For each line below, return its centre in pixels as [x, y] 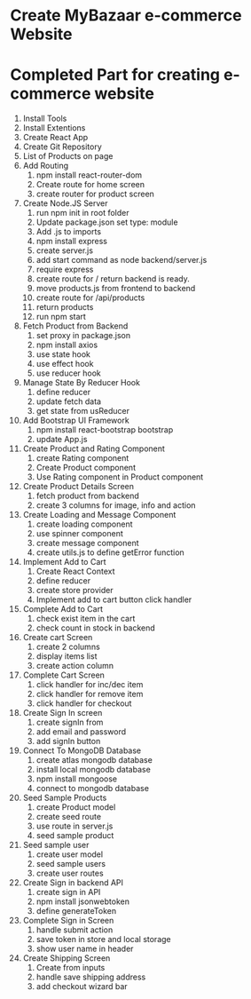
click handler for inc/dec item [90, 685]
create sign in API [68, 892]
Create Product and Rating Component [94, 448]
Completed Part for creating [115, 75]
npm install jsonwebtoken [82, 901]
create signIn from [70, 722]
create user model [70, 854]
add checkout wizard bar [82, 987]
